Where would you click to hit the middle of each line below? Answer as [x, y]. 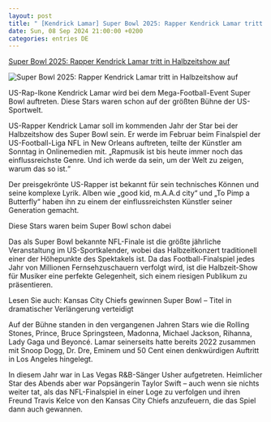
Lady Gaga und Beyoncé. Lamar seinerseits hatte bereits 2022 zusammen [132, 342]
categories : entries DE [49, 38]
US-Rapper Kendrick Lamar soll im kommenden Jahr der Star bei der [123, 126]
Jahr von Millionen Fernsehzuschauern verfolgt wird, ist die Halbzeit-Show [133, 267]
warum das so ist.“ [40, 169]
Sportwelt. [26, 110]
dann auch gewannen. [46, 409]
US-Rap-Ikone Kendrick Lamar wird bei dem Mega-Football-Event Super [130, 93]
